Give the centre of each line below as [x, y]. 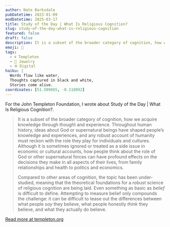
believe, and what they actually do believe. [62, 209]
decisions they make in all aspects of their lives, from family [80, 162]
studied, [26, 183]
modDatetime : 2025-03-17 [31, 19]
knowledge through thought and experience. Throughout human [84, 125]
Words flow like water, [35, 76]
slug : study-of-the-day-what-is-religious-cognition [62, 29]
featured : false [22, 33]
